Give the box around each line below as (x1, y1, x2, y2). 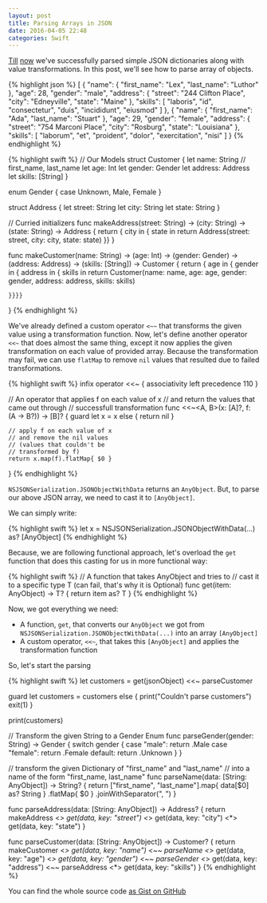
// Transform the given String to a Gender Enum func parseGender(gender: (8, 731, 254, 741)
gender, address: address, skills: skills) (8, 276, 135, 286)
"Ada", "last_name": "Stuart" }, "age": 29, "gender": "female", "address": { (8, 113, 251, 124)
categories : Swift (8, 34, 69, 42)
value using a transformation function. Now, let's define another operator (8, 329, 248, 340)
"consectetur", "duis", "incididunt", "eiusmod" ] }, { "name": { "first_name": (8, 105, 253, 115)
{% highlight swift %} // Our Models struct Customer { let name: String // (8, 155, 246, 165)
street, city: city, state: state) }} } (8, 235, 116, 245)
